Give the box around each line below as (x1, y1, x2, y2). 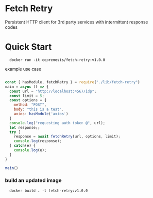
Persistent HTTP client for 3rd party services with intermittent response (5, 19, 148, 25)
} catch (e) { (9, 143, 36, 148)
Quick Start (5, 41, 52, 53)
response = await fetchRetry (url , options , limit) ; (14, 134, 120, 139)
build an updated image (5, 177, 62, 184)
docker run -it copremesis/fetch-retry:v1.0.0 (9, 57, 105, 62)
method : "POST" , (14, 102, 47, 107)
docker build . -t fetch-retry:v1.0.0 (9, 188, 88, 193)
